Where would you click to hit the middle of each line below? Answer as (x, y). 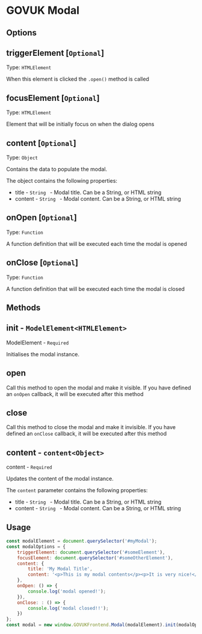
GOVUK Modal (43, 11)
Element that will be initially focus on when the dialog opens (80, 124)
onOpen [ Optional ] (41, 218)
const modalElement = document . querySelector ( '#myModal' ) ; (82, 541)
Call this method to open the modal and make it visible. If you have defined (99, 388)
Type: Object (22, 157)
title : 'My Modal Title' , (60, 569)
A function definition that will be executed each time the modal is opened (97, 243)
